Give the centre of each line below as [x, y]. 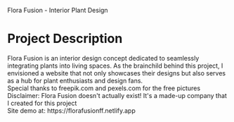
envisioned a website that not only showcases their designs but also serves [117, 73]
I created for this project [42, 103]
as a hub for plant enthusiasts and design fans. [75, 80]
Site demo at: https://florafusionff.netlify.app [71, 110]
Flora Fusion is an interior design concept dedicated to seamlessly [103, 58]
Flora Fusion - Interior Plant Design [58, 10]
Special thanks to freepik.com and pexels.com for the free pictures [104, 88]
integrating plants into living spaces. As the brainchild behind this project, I [115, 66]
